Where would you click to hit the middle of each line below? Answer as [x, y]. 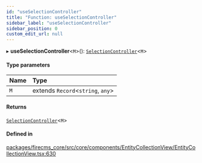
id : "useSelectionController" [44, 12]
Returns [17, 107]
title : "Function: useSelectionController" [62, 17]
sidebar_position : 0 [32, 28]
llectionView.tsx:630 [31, 153]
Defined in [20, 134]
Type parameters [28, 65]
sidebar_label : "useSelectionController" [59, 23]
